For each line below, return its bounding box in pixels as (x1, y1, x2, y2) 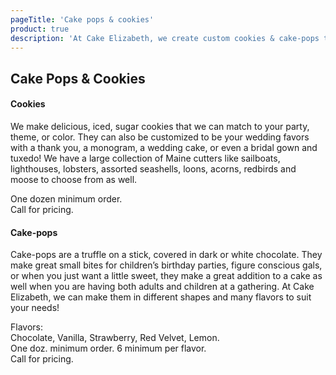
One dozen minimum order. (10, 192, 123, 205)
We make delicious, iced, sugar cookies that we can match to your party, (10, 120, 310, 132)
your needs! (10, 302, 60, 314)
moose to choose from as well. (10, 173, 138, 185)
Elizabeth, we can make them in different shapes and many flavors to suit (10, 291, 312, 303)
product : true (10, 24, 70, 34)
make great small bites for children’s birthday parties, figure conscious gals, (10, 259, 323, 271)
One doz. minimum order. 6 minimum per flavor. (10, 342, 207, 355)
